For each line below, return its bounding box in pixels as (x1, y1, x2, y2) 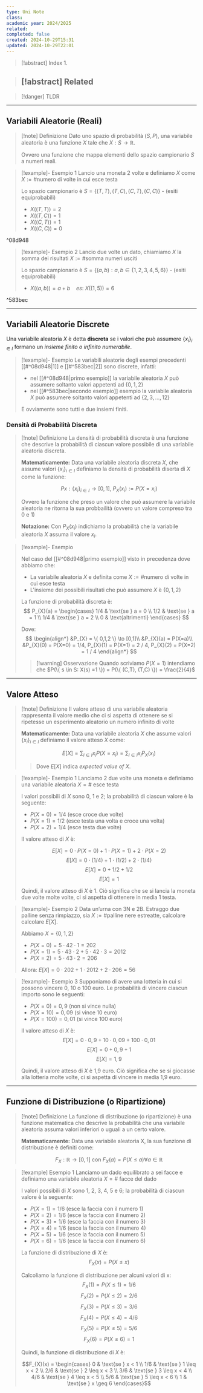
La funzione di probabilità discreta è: (21, 598, 112, 605)
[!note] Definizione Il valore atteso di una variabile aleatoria (21, 705, 168, 713)
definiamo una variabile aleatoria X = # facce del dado (21, 1175, 157, 1183)
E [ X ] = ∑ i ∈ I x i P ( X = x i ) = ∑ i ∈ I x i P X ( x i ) (62, 749, 156, 758)
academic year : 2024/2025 (6, 20, 71, 26)
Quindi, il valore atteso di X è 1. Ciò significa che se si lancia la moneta (21, 887, 196, 894)
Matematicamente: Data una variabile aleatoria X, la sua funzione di (21, 1137, 192, 1144)
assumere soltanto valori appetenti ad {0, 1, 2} (30, 380, 144, 388)
